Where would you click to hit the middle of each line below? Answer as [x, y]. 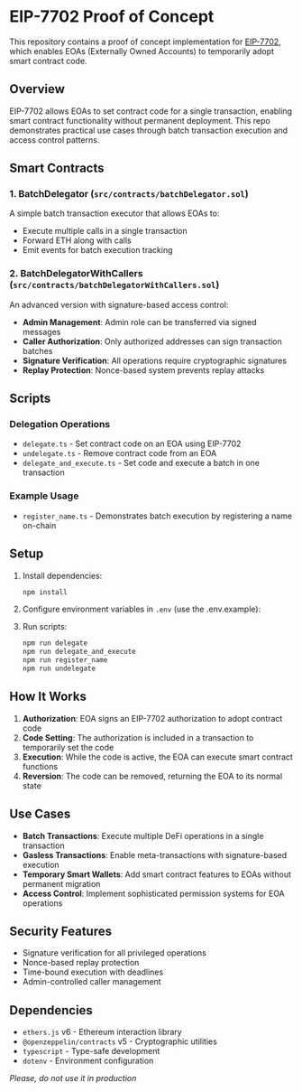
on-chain [39, 525]
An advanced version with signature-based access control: [119, 304]
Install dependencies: [62, 575]
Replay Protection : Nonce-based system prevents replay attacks [143, 370]
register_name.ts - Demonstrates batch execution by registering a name [157, 516]
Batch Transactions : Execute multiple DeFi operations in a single [143, 835]
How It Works [48, 697]
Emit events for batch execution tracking [97, 250]
